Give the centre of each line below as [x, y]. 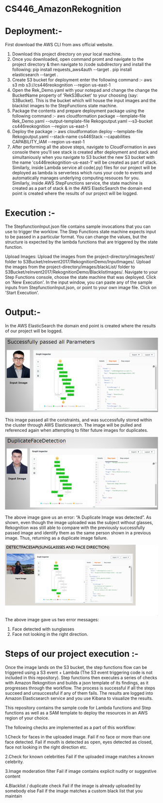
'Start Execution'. [22, 293]
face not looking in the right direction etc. [46, 747]
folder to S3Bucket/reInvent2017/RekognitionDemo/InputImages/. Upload [78, 262]
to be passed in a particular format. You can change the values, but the [76, 237]
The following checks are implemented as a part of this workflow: [70, 728]
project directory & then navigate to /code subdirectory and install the [81, 65]
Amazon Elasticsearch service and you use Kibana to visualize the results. [79, 699]
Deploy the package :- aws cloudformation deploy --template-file [77, 132]
